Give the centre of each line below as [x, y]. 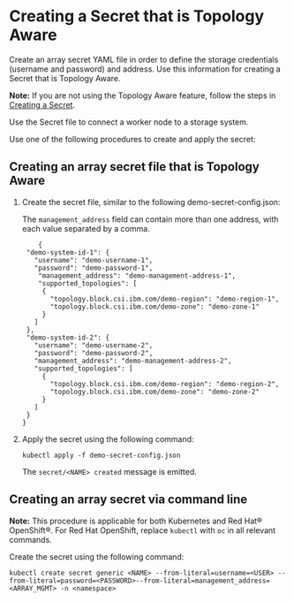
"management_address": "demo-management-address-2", [133, 361]
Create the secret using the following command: [97, 556]
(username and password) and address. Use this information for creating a [145, 69]
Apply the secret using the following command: [108, 438]
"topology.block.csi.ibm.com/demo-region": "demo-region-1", [165, 299]
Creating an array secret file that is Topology [135, 167]
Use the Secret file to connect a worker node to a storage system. [129, 122]
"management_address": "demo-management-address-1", [137, 276]
